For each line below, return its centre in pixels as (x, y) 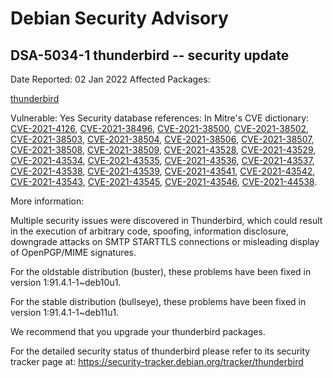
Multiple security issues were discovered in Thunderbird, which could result (166, 220)
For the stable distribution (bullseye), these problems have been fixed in (158, 301)
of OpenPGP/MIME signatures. (73, 252)
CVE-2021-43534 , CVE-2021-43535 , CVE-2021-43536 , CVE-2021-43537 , (162, 160)
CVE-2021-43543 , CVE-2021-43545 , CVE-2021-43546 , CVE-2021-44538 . (164, 181)
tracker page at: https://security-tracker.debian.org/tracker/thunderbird (157, 361)
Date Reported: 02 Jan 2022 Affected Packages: (110, 79)
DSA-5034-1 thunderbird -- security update (150, 55)
